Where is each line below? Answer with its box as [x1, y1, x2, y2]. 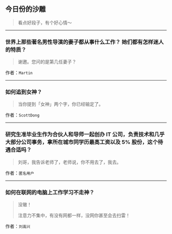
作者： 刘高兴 [5, 223, 31, 229]
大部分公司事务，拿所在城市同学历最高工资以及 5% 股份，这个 [5, 139, 158, 146]
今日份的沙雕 [5, 5, 46, 14]
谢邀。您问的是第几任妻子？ [17, 59, 77, 65]
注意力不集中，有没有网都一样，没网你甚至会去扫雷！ [17, 212, 131, 218]
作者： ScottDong [5, 112, 40, 118]
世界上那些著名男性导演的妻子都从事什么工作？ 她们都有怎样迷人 [5, 38, 164, 45]
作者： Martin [5, 70, 33, 76]
